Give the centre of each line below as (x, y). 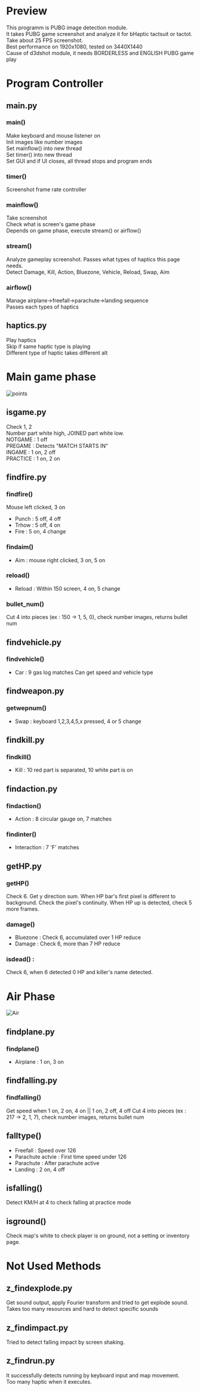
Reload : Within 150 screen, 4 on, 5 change (67, 588)
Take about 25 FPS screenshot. (45, 40)
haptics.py (27, 326)
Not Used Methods (54, 1266)
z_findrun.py (30, 1361)
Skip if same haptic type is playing (48, 346)
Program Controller (55, 83)
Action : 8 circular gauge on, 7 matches (63, 819)
